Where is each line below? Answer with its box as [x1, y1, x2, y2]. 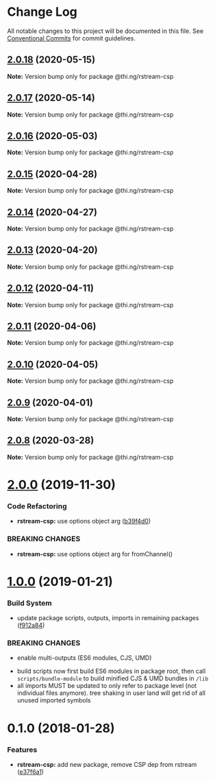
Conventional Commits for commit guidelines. [7, 34, 136, 42]
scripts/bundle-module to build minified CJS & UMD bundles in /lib [16, 674, 209, 683]
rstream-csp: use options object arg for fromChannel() [16, 549, 173, 558]
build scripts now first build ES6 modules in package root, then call [16, 667, 206, 676]
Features [7, 745, 38, 755]
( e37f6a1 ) [16, 768, 45, 776]
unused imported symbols [16, 696, 91, 704]
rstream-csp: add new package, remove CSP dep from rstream [16, 760, 197, 768]
